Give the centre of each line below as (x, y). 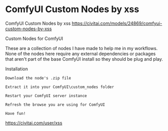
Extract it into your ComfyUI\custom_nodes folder (60, 87)
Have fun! (16, 113)
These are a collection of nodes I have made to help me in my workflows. (81, 48)
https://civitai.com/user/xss (34, 123)
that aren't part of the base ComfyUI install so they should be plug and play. (84, 59)
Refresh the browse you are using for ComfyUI (55, 105)
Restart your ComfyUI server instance (46, 96)
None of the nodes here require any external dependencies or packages (80, 54)
